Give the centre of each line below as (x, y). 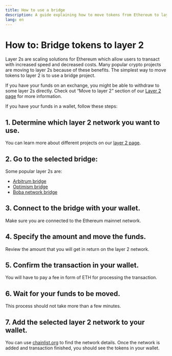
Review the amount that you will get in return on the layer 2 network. (77, 249)
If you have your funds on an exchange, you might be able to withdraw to (82, 86)
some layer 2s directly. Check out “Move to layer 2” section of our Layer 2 (83, 91)
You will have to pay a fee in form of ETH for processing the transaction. (81, 278)
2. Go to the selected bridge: (52, 159)
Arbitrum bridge (29, 181)
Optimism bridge (30, 186)
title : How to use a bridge (35, 10)
